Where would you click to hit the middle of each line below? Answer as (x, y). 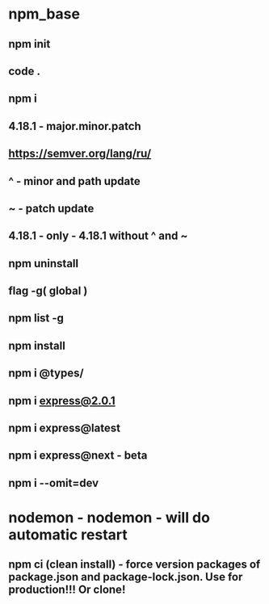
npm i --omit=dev (54, 482)
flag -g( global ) (48, 291)
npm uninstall (44, 263)
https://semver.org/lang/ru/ (80, 154)
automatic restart (68, 535)
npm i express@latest (65, 428)
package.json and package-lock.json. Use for (126, 577)
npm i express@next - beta (78, 456)
